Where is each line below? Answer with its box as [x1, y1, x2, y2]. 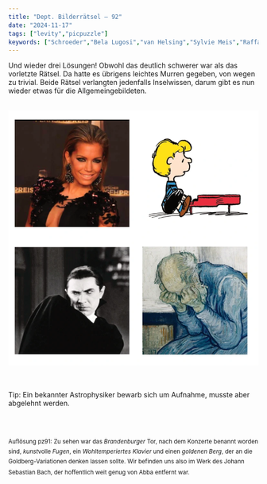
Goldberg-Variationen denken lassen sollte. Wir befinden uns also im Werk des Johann [8, 457, 245, 465]
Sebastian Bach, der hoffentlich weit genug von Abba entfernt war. [8, 469, 190, 477]
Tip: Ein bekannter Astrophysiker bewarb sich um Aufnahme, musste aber [8, 390, 250, 400]
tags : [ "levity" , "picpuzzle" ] [8, 29, 109, 37]
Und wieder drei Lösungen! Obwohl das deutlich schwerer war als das [8, 60, 238, 71]
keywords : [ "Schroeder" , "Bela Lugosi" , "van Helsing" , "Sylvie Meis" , [8, 38, 240, 46]
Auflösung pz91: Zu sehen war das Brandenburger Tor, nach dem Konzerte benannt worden [8, 438, 258, 446]
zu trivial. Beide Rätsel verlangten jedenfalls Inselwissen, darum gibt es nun [8, 78, 255, 87]
